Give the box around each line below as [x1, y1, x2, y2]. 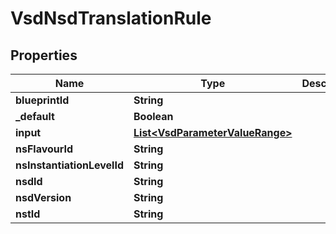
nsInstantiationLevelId [15, 158, 125, 172]
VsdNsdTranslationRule [10, 7, 212, 30]
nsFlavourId [15, 142, 74, 156]
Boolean [133, 110, 174, 123]
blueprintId [15, 93, 70, 107]
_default [15, 110, 55, 123]
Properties [10, 47, 78, 64]
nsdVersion [15, 191, 72, 204]
